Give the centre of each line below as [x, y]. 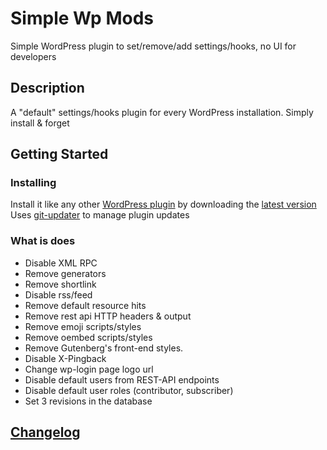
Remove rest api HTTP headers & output [108, 316]
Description [47, 88]
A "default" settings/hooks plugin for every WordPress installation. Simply [162, 112]
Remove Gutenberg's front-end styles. [104, 348]
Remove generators [65, 273]
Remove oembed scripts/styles [88, 337]
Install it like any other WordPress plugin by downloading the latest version [163, 204]
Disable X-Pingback [65, 358]
